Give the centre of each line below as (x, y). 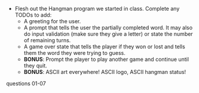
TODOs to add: (33, 15)
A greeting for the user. (52, 21)
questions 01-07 (26, 83)
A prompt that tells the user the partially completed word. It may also (108, 27)
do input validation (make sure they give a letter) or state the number (108, 34)
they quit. (36, 66)
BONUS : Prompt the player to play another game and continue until (106, 59)
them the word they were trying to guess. (74, 53)
